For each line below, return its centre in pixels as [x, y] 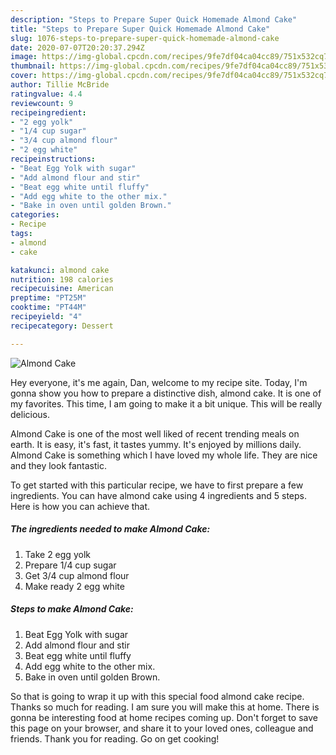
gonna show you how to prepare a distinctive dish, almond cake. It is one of [166, 393]
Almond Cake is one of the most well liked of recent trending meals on [155, 433]
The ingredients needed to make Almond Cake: [110, 529]
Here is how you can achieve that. [80, 506]
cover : [24, 76]
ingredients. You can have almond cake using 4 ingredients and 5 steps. [159, 495]
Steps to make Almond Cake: [72, 609]
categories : [35, 215]
